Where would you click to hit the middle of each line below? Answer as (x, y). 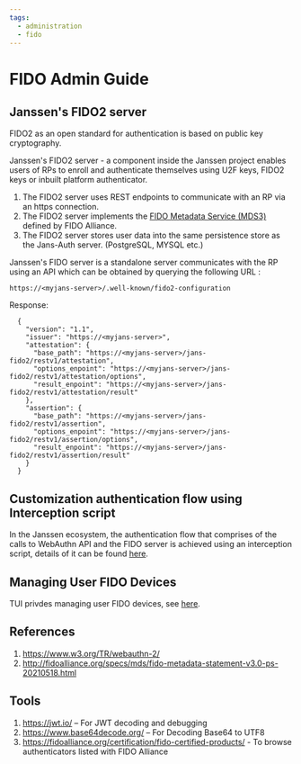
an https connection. (60, 207)
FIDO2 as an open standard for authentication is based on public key (136, 134)
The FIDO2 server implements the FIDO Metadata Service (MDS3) (144, 216)
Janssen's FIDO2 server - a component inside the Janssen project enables (148, 161)
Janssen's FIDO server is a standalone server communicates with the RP (144, 263)
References (42, 632)
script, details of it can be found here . (79, 553)
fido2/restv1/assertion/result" (70, 455)
